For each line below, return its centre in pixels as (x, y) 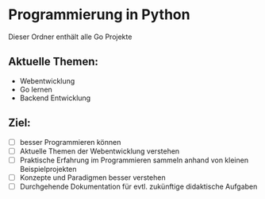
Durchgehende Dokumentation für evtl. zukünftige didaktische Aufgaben (138, 186)
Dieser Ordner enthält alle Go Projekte (70, 37)
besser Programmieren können (70, 142)
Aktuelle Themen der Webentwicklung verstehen (100, 151)
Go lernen (36, 89)
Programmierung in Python (99, 15)
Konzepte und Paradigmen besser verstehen (92, 178)
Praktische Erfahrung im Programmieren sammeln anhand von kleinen (134, 160)
